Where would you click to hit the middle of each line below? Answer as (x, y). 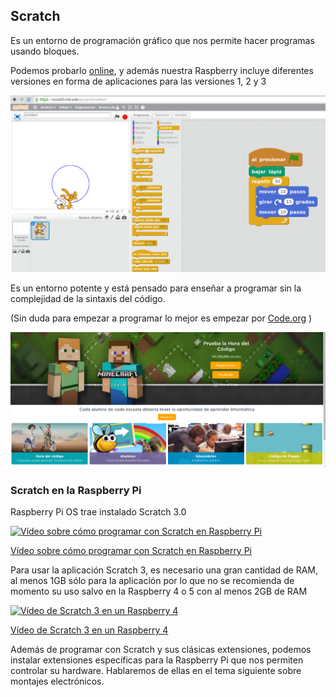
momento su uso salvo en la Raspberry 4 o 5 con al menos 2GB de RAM (159, 591)
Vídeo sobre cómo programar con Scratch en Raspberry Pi (131, 551)
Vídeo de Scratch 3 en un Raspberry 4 (89, 630)
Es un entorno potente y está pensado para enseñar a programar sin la (156, 288)
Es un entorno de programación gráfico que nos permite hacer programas (162, 40)
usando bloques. (45, 51)
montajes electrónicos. (57, 681)
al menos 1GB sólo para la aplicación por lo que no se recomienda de (152, 581)
